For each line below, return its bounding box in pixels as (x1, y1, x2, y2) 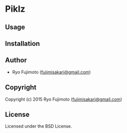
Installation (5, 39, 40, 47)
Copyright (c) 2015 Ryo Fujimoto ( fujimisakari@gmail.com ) (5, 96, 122, 102)
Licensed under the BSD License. (5, 123, 72, 129)
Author (5, 56, 27, 65)
